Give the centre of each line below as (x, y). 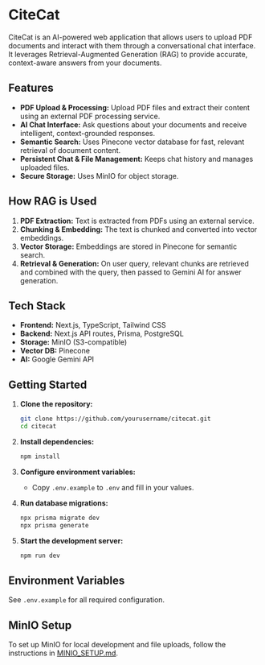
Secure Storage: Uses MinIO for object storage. (99, 176)
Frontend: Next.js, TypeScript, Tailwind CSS (93, 325)
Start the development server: (71, 540)
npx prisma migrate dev (60, 518)
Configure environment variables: (77, 472)
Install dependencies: (57, 441)
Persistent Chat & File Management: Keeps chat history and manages (137, 159)
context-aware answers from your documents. (85, 63)
